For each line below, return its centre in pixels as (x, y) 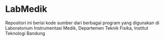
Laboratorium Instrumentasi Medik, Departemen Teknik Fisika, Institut (77, 28)
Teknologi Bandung (25, 33)
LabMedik (26, 9)
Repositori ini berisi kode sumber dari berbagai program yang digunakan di (82, 23)
